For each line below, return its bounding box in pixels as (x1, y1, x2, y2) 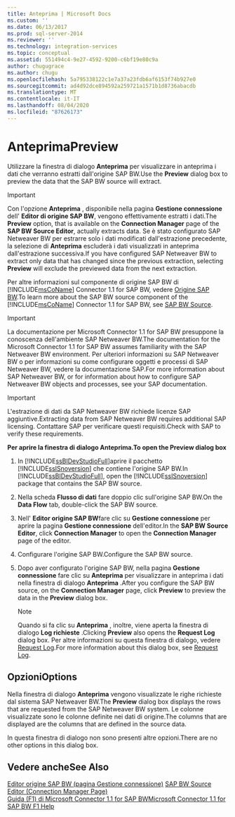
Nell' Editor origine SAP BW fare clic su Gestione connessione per (17, 514, 210, 522)
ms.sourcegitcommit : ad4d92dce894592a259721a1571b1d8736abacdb (7, 82, 196, 89)
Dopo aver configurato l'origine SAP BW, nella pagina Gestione (17, 564, 200, 572)
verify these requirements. (7, 429, 84, 438)
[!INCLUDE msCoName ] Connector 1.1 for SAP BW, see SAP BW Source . (7, 300, 213, 308)
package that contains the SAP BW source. (17, 479, 142, 488)
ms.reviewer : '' (7, 37, 55, 44)
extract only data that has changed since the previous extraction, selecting (7, 256, 224, 265)
